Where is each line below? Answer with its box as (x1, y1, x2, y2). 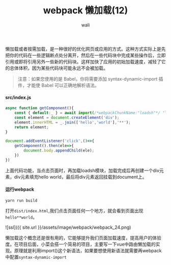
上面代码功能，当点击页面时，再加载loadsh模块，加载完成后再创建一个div (5, 167, 159, 174)
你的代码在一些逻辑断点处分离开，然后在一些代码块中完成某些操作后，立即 (9, 52, 166, 58)
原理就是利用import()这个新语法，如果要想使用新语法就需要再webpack (14, 247, 162, 253)
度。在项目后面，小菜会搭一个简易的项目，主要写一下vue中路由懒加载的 (5, 241, 156, 247)
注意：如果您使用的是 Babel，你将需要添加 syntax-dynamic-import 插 (17, 76, 163, 82)
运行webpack (5, 186, 35, 192)
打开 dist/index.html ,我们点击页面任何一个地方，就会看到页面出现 (5, 207, 144, 213)
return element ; (14, 125, 49, 130)
